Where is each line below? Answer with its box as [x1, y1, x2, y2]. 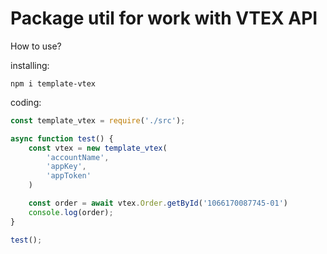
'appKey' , [46, 162, 87, 172]
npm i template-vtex [10, 78, 97, 89]
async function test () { [10, 133, 114, 144]
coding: [10, 96, 42, 108]
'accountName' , [46, 152, 110, 162]
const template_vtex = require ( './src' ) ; [10, 115, 186, 126]
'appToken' [46, 171, 92, 181]
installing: [10, 59, 50, 71]
